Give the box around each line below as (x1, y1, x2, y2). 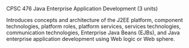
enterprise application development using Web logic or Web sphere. (6, 36, 175, 42)
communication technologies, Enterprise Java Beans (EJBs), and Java (6, 29, 181, 36)
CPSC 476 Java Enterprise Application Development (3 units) (6, 5, 158, 12)
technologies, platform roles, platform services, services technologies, (6, 23, 181, 30)
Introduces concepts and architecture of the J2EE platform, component (6, 17, 183, 23)
